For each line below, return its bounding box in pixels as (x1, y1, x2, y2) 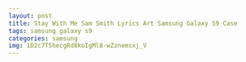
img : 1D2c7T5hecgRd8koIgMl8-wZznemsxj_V (8, 42, 148, 50)
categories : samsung (8, 34, 79, 43)
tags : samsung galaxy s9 (8, 27, 93, 35)
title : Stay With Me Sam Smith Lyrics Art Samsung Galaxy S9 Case (8, 19, 238, 27)
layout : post (8, 11, 53, 20)
